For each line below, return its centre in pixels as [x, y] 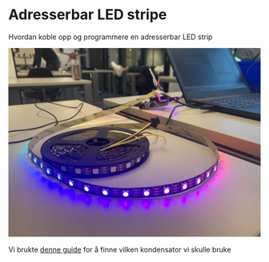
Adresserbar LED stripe [88, 15]
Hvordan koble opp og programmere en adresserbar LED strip [110, 37]
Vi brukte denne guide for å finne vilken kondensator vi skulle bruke [120, 250]
